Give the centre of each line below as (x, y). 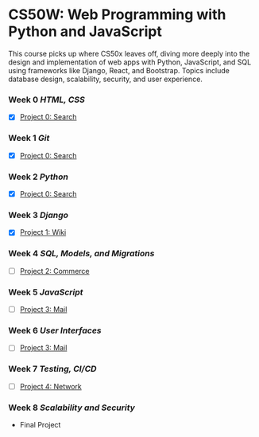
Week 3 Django (39, 215)
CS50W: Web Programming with (117, 15)
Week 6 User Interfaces (55, 330)
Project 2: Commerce (54, 271)
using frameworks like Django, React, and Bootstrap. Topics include (119, 70)
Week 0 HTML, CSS (46, 99)
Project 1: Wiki (43, 232)
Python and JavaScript (85, 31)
